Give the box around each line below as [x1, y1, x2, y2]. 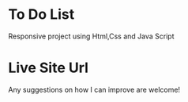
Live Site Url [8, 59, 89, 77]
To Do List [8, 5, 75, 24]
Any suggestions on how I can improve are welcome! [8, 85, 180, 94]
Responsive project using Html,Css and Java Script [8, 31, 175, 41]
